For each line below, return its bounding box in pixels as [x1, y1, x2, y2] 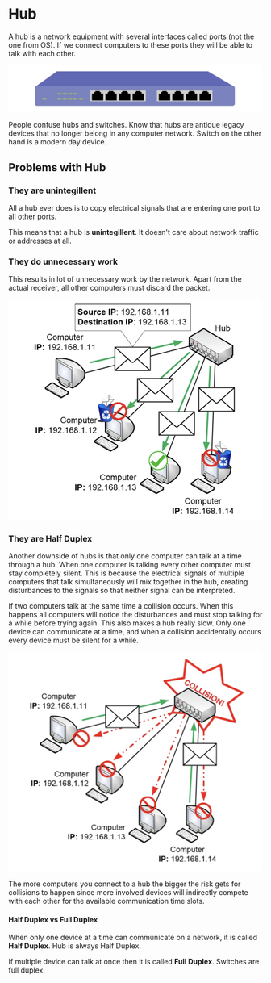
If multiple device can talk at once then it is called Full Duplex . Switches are [8, 957, 260, 967]
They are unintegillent [8, 185, 97, 196]
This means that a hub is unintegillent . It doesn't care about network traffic [8, 228, 260, 237]
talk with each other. [8, 48, 77, 58]
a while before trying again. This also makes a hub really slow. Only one [8, 618, 246, 628]
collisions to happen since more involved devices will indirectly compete [8, 888, 248, 897]
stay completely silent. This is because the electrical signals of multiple [8, 568, 244, 578]
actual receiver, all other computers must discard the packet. [8, 283, 211, 293]
